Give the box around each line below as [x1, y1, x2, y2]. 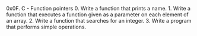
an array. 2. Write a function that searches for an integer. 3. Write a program [6, 17, 192, 24]
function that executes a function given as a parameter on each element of [6, 11, 189, 18]
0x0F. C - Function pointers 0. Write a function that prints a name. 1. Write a [6, 5, 191, 12]
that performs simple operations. [6, 23, 87, 30]
